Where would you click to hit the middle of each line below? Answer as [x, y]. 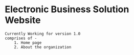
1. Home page [28, 43]
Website [23, 20]
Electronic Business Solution [67, 9]
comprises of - [21, 38]
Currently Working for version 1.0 [43, 34]
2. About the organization [43, 47]
